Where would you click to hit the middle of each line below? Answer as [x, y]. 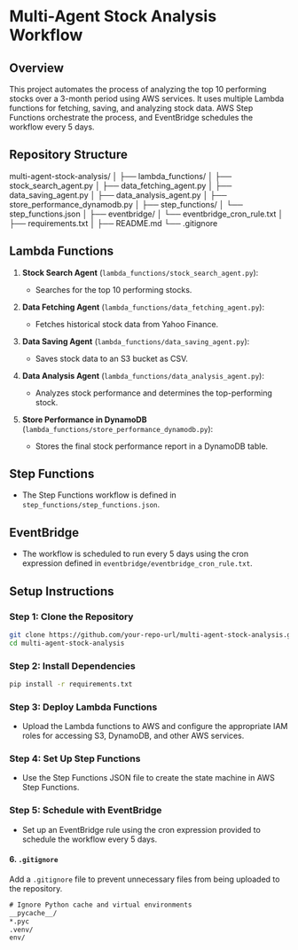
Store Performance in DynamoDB [84, 420]
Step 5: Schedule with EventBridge [86, 811]
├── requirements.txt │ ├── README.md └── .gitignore [114, 223]
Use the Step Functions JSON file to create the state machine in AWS [148, 778]
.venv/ [21, 930]
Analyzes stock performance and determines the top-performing [154, 393]
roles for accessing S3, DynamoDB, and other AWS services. [133, 736]
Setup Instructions [62, 591]
